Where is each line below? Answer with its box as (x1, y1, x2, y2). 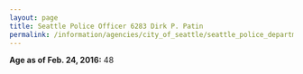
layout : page (9, 13, 59, 23)
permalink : (9, 30, 50, 39)
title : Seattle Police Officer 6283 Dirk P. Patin (9, 22, 204, 31)
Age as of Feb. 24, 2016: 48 (9, 55, 115, 66)
